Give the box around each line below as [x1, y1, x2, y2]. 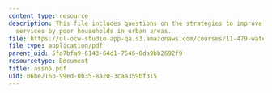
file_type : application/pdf [8, 42, 104, 50]
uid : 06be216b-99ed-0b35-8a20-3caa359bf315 [8, 72, 158, 80]
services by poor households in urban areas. [15, 27, 172, 35]
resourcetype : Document [8, 57, 89, 66]
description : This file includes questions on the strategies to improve [8, 19, 263, 27]
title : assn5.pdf [8, 65, 67, 73]
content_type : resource [8, 11, 89, 20]
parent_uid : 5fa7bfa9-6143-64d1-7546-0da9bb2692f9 [8, 49, 183, 57]
